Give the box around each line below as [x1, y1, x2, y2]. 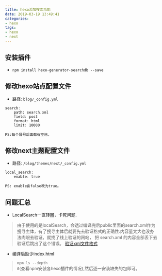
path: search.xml [14, 110, 49, 115]
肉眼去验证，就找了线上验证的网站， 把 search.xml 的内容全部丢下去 [21, 235, 158, 240]
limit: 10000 [14, 123, 40, 128]
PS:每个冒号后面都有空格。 [5, 132, 52, 137]
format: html [14, 118, 40, 123]
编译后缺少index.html [12, 251, 55, 257]
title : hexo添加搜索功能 [5, 7, 51, 12]
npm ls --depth [16, 261, 48, 266]
